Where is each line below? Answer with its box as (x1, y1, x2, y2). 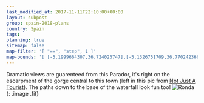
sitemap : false (6, 43, 45, 49)
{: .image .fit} (6, 90, 39, 97)
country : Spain (6, 25, 45, 32)
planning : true (6, 37, 45, 43)
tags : (6, 32, 20, 38)
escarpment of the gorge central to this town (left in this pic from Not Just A (6, 77, 196, 84)
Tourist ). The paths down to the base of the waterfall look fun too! (6, 83, 171, 91)
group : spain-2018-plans (6, 20, 69, 26)
